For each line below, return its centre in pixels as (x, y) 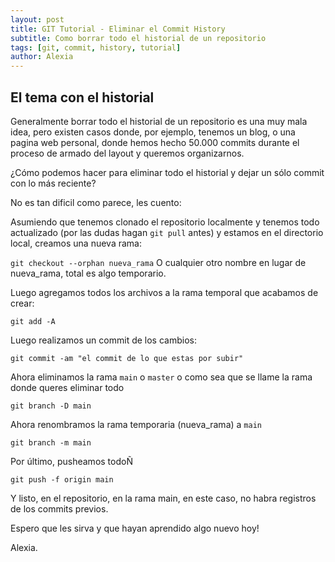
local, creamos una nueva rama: (76, 243)
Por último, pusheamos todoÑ (71, 461)
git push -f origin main (62, 479)
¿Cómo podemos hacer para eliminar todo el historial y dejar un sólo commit (167, 172)
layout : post (37, 19)
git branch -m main (51, 442)
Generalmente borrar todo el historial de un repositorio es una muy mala (159, 121)
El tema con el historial (82, 97)
